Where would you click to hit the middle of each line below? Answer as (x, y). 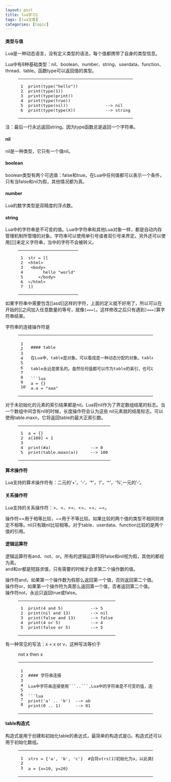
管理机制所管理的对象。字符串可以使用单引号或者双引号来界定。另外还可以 (83, 236)
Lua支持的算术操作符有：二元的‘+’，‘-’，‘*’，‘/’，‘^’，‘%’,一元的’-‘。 (75, 482)
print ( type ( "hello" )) (53, 87)
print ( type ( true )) (49, 101)
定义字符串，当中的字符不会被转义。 (59, 242)
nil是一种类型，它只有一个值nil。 (39, 151)
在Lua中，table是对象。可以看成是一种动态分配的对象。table (92, 358)
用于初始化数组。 (23, 742)
